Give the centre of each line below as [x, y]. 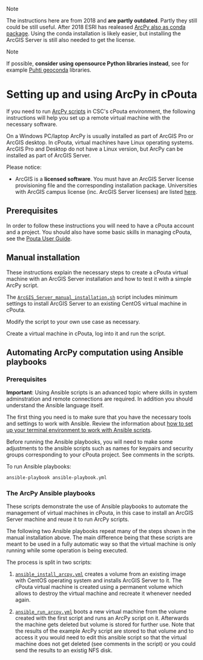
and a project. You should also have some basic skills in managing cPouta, [99, 232]
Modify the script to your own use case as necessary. [73, 321]
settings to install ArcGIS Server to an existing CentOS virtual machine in [97, 303]
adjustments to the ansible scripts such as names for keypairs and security [100, 449]
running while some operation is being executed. [67, 551]
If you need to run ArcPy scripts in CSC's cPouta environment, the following [101, 111]
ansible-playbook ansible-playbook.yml [57, 478]
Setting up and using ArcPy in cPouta [102, 95]
